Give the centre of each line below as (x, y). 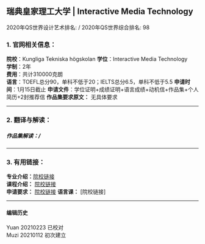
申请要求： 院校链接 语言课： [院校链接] (56, 192)
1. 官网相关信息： (31, 44)
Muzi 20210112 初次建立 (36, 235)
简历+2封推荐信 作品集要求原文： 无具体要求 (62, 97)
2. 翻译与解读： (29, 120)
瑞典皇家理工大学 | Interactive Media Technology (100, 12)
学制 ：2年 (19, 67)
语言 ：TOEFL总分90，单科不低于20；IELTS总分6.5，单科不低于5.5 (89, 82)
